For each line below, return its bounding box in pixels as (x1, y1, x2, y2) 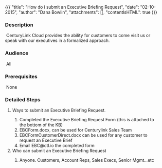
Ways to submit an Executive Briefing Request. (12, 107, 106, 113)
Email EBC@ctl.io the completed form (19, 143, 95, 149)
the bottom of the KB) (19, 122, 63, 128)
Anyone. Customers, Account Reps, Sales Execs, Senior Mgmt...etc (19, 157, 154, 163)
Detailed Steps (5, 96, 40, 103)
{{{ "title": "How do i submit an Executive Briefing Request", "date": (5, 4, 140, 10)
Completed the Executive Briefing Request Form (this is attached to (19, 117, 154, 123)
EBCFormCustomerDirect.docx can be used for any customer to (19, 132, 147, 138)
